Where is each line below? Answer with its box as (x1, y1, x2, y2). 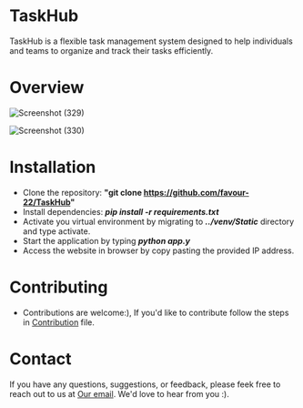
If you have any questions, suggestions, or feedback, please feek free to (9, 379, 281, 390)
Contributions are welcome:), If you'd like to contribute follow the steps (22, 307, 289, 318)
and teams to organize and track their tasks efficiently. (9, 45, 214, 56)
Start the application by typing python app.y (22, 235, 191, 246)
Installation (9, 157, 96, 178)
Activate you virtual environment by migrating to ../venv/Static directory (22, 216, 295, 227)
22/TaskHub (22, 197, 71, 208)
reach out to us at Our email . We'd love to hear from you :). (9, 388, 229, 399)
